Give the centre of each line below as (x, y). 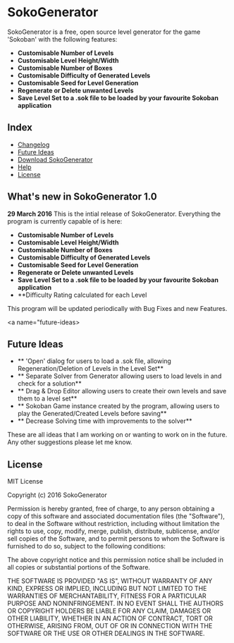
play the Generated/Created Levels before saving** (92, 414)
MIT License (25, 482)
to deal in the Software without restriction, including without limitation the (113, 524)
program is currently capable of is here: (65, 221)
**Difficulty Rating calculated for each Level (82, 295)
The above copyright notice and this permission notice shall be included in (115, 560)
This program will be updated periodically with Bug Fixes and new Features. (117, 308)
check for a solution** (50, 384)
